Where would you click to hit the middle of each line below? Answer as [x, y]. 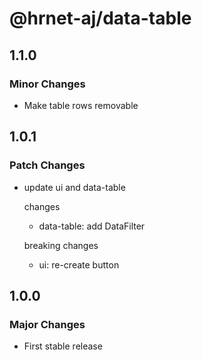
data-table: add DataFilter [92, 226]
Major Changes [47, 324]
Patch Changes [47, 165]
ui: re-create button [79, 264]
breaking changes [61, 245]
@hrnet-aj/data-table [100, 18]
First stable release [63, 346]
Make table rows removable [81, 105]
